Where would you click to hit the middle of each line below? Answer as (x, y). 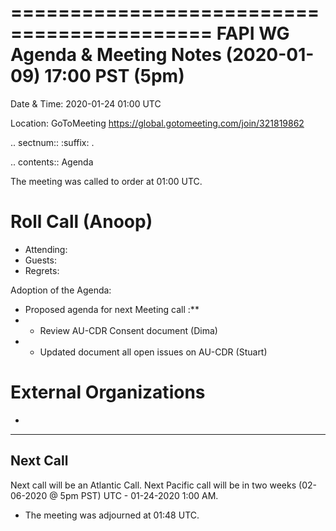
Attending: (46, 249)
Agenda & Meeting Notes (116, 55)
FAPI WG (253, 33)
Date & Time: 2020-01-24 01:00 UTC (86, 103)
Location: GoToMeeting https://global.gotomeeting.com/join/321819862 (157, 123)
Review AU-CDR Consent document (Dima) (128, 330)
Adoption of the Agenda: (61, 290)
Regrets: (42, 270)
